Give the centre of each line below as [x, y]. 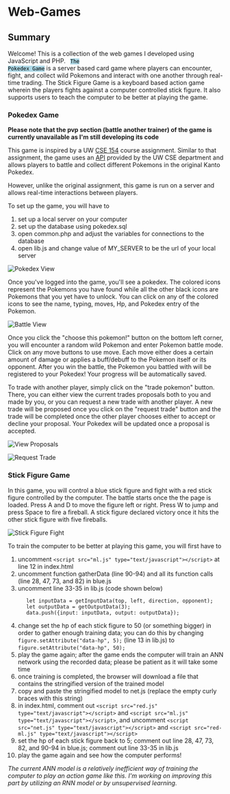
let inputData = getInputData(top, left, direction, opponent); [119, 601]
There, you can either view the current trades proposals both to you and [110, 395]
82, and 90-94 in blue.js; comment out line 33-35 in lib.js [98, 747]
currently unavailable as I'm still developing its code [84, 137]
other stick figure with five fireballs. [58, 519]
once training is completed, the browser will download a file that [108, 676]
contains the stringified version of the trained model [91, 683]
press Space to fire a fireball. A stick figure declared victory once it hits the [113, 512]
